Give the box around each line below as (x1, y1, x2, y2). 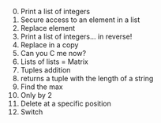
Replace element (20, 24, 76, 32)
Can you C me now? (20, 49, 86, 58)
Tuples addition (20, 65, 71, 74)
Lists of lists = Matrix (20, 57, 89, 66)
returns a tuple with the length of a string (20, 74, 154, 83)
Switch (20, 107, 43, 117)
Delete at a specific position (20, 99, 111, 108)
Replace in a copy (20, 40, 79, 50)
